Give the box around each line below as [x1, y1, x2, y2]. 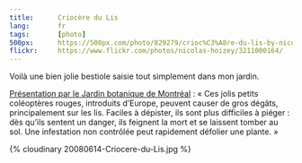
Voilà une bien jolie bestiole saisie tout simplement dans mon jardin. [9, 71, 260, 81]
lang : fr [9, 21, 67, 30]
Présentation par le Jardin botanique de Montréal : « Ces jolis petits [9, 89, 259, 99]
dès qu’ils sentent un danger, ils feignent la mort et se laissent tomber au [9, 117, 279, 128]
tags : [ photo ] [9, 30, 87, 39]
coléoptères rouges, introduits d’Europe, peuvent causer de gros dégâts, [9, 98, 279, 108]
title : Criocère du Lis [9, 13, 119, 22]
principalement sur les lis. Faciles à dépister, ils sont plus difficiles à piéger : [9, 107, 290, 118]
